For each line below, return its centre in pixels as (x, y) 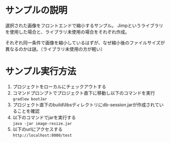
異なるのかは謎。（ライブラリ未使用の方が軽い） (55, 49)
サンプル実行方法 (41, 71)
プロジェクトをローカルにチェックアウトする (59, 87)
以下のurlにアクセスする (38, 129)
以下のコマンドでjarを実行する (44, 117)
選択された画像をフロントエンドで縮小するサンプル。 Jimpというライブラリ (84, 25)
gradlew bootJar (30, 99)
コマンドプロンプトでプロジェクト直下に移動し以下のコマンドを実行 (84, 93)
